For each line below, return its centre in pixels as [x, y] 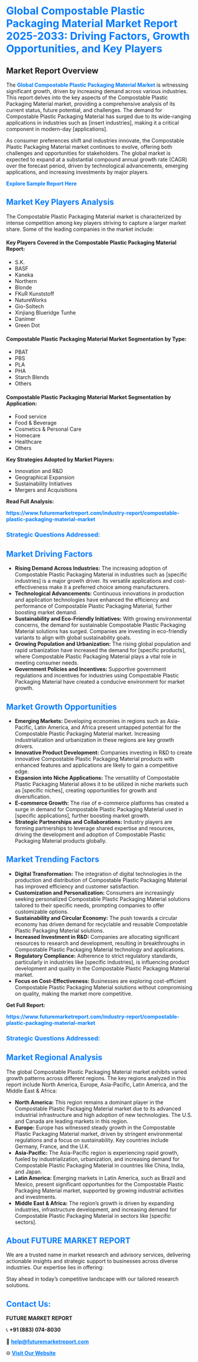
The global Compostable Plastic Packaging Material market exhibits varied [97, 1072]
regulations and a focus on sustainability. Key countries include [92, 1140]
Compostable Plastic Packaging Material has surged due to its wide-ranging [99, 116]
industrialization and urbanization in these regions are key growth [94, 739]
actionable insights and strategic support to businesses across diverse [92, 1261]
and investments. [36, 1196]
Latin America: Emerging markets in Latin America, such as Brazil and [100, 1178]
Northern [26, 281]
